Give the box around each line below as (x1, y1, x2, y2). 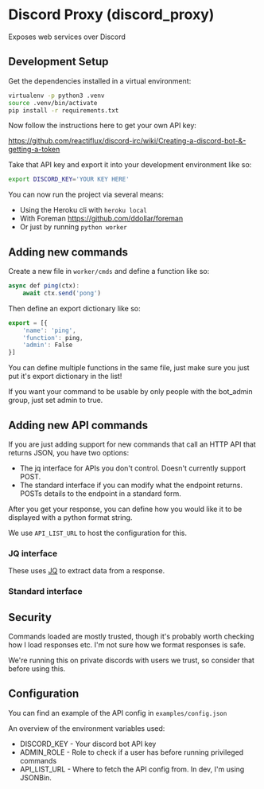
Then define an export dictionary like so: (8, 303, 141, 313)
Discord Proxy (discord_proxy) (8, 6, 215, 24)
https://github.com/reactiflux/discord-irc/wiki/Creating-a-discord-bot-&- (8, 136, 247, 146)
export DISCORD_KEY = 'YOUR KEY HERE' (8, 175, 130, 184)
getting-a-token (8, 145, 60, 154)
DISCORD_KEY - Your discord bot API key (19, 739, 157, 748)
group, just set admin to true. (8, 396, 103, 405)
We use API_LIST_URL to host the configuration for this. (8, 528, 187, 537)
